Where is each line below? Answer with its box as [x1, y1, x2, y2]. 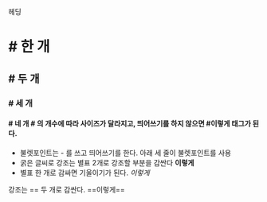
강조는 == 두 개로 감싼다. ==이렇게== [8, 185, 125, 194]
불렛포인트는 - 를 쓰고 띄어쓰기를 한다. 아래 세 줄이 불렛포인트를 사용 [19, 148, 232, 157]
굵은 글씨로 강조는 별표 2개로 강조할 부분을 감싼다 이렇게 [19, 157, 194, 167]
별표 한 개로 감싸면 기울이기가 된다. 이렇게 [19, 168, 150, 177]
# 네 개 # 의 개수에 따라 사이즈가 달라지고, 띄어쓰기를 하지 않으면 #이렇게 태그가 [8, 118, 251, 129]
